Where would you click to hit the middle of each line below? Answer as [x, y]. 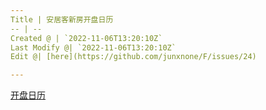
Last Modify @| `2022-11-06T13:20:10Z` [93, 47]
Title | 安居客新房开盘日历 [62, 19]
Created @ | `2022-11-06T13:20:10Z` [86, 38]
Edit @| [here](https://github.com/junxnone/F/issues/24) [133, 57]
